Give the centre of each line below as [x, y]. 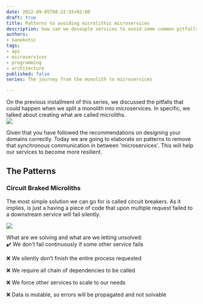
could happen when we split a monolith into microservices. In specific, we [98, 108]
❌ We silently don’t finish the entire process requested [74, 258]
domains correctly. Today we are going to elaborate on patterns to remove [99, 139]
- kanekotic [21, 40]
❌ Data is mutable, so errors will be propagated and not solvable [86, 294]
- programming [24, 62]
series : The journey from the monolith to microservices [79, 79]
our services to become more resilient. [54, 152]
